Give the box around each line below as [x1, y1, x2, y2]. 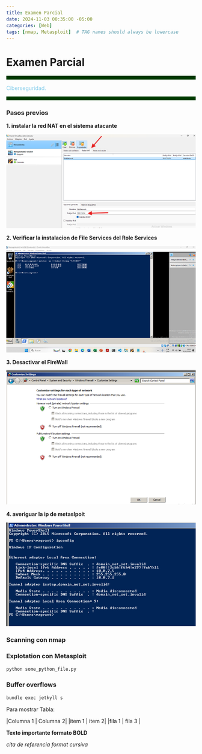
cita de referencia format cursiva [6, 741, 88, 748]
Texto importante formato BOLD [6, 729, 88, 736]
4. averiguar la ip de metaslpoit [6, 510, 85, 518]
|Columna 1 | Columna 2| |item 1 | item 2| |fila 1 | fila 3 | [6, 717, 141, 724]
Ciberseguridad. [6, 84, 46, 92]
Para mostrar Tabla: [6, 706, 55, 713]
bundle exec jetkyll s [6, 695, 63, 701]
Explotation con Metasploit [6, 651, 87, 660]
